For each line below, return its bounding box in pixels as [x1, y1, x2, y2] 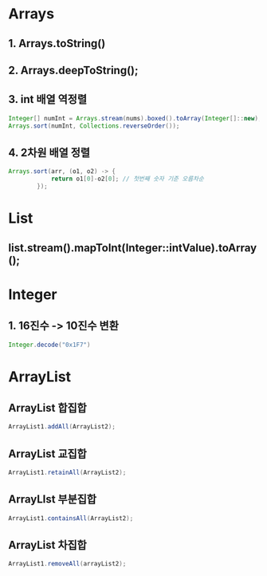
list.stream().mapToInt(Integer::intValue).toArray [8, 241, 257, 254]
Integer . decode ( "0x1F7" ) [8, 341, 91, 349]
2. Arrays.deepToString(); [8, 63, 139, 77]
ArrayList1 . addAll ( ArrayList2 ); [8, 423, 116, 431]
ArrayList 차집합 [8, 539, 88, 552]
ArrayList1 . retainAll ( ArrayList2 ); [8, 468, 127, 477]
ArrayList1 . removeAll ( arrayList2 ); [8, 560, 127, 568]
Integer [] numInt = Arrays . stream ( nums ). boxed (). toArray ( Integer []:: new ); [8, 114, 262, 122]
